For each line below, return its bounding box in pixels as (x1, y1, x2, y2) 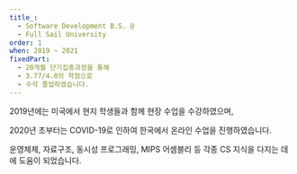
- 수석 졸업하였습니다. (17, 80, 90, 89)
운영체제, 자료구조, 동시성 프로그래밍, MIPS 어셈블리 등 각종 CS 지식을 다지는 (9, 144, 279, 154)
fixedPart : (9, 55, 50, 64)
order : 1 (9, 38, 42, 48)
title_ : (9, 13, 39, 22)
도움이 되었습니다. (18, 154, 82, 166)
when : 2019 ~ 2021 (9, 47, 78, 56)
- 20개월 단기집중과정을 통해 (17, 64, 110, 73)
